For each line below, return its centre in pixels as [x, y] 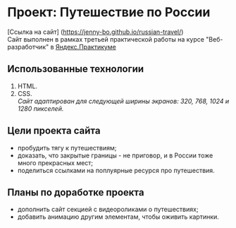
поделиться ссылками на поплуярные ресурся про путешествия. [116, 170]
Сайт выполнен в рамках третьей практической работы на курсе [106, 39]
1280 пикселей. [41, 108]
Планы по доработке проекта [76, 192]
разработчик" [28, 47]
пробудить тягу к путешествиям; [67, 148]
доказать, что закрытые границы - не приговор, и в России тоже [115, 155]
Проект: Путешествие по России [109, 12]
